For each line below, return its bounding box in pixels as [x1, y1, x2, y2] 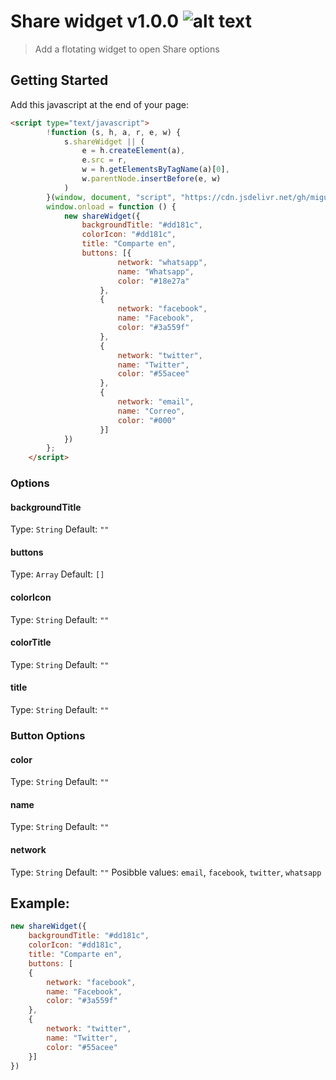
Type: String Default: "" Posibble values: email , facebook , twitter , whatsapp [10, 866, 322, 878]
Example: [10, 895, 70, 912]
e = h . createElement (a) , [81, 146, 186, 156]
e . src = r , [81, 155, 128, 165]
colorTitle [10, 636, 52, 649]
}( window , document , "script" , [46, 192, 177, 202]
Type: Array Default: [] [10, 568, 105, 580]
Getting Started [10, 72, 109, 89]
